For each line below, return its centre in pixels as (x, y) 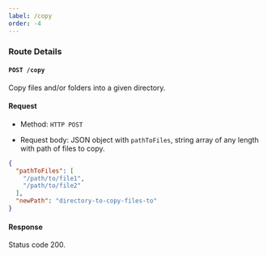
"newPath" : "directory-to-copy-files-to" (87, 201)
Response (25, 227)
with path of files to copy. (62, 148)
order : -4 (25, 23)
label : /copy (30, 16)
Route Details (35, 52)
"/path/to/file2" (52, 186)
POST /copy (27, 70)
